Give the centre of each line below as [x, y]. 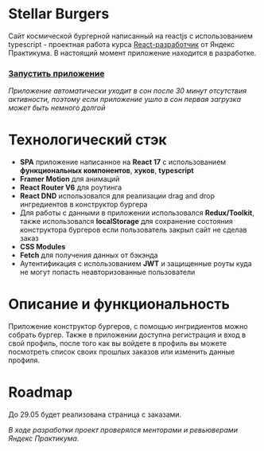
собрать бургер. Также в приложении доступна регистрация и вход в [127, 335]
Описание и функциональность [119, 304]
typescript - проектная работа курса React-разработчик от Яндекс [121, 44]
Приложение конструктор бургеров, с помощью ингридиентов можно [128, 327]
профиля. [24, 360]
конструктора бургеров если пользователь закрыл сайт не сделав [133, 230]
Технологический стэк [87, 140]
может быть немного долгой [57, 108]
